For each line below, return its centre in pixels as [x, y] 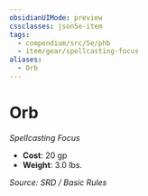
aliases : [26, 60]
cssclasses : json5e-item [56, 26]
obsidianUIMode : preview [56, 18]
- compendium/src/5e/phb [64, 43]
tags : [19, 34]
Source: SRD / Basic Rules [58, 182]
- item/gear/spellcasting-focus [79, 51]
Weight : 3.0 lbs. [52, 164]
